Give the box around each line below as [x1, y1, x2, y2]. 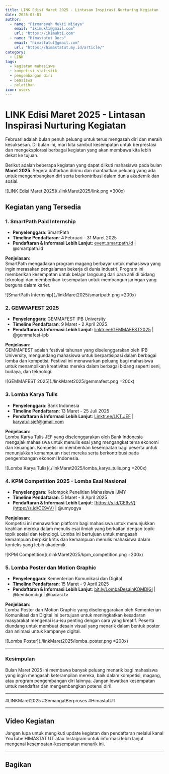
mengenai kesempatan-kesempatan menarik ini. [5, 741, 105, 747]
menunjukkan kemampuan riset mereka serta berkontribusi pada [5, 450, 139, 456]
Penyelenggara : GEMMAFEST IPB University [12, 316, 106, 322]
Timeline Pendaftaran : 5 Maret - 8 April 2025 [12, 494, 107, 500]
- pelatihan [10, 82, 35, 87]
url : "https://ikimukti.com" [14, 31, 75, 36]
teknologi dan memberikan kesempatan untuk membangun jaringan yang [5, 277, 157, 283]
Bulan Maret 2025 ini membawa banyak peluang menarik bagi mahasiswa [5, 667, 158, 673]
